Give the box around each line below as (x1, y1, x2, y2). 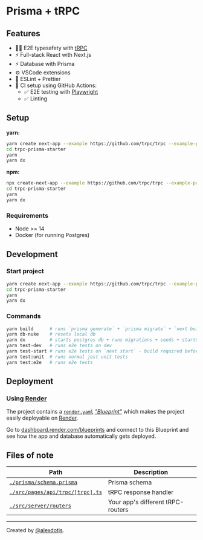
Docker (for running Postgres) (14, 232, 90, 239)
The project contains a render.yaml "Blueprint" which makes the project (6, 408, 185, 415)
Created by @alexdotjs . (6, 527, 65, 534)
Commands (6, 312, 41, 320)
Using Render (6, 394, 47, 403)
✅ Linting (24, 95, 47, 102)
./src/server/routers (9, 503, 71, 509)
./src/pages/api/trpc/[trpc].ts (9, 489, 103, 496)
